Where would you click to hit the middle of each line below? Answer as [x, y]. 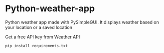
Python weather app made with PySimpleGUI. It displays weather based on [82, 22]
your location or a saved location [39, 27]
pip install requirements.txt [37, 46]
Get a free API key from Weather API [43, 37]
